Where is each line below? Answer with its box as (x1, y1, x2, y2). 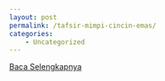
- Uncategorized (25, 37, 86, 47)
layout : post (9, 12, 58, 22)
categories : (9, 29, 53, 38)
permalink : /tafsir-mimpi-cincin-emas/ (9, 21, 157, 30)
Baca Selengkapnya (9, 62, 82, 72)
